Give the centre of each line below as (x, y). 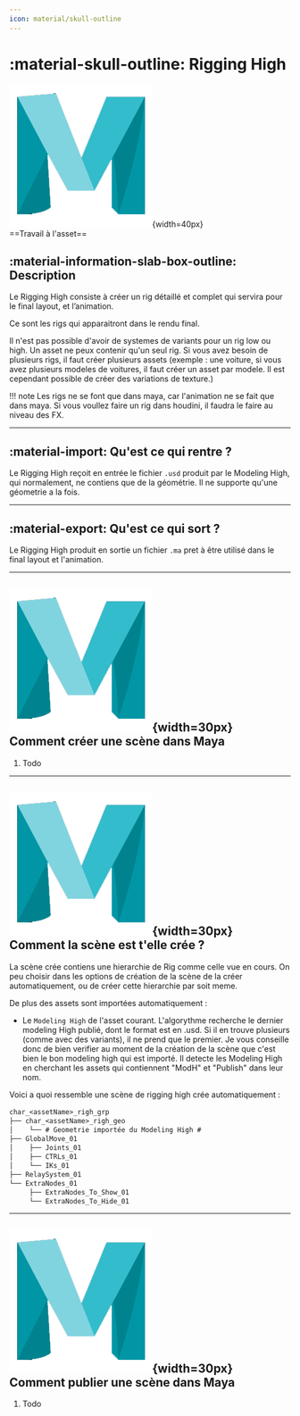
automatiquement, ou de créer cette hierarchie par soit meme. (124, 986)
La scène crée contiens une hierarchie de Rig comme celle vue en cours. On (150, 966)
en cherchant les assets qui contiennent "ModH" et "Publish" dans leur (153, 1068)
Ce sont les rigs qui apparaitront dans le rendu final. (104, 324)
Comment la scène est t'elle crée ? (107, 945)
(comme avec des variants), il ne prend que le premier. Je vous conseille (155, 1039)
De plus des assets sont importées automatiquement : (108, 1003)
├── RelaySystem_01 (46, 1174)
